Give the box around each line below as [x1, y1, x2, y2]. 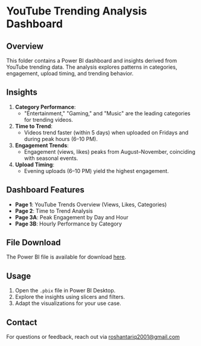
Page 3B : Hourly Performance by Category [14, 220, 123, 227]
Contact [6, 317, 37, 327]
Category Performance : [14, 103, 76, 110]
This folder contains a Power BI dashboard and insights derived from [6, 57, 177, 64]
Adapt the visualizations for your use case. [14, 300, 122, 307]
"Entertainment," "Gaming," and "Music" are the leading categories [24, 110, 191, 117]
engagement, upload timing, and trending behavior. [6, 70, 134, 77]
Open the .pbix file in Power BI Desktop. [14, 287, 116, 294]
